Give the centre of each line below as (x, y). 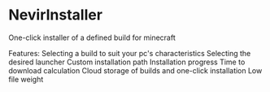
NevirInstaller (56, 15)
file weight (26, 79)
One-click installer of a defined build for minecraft (92, 37)
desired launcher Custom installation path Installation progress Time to (127, 62)
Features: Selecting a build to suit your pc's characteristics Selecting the (130, 53)
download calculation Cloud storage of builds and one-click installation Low (135, 70)
